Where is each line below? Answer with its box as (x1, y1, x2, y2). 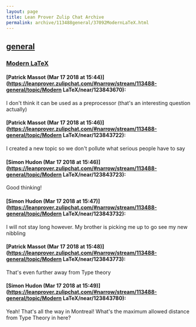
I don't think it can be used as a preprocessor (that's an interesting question (6, 99, 191, 106)
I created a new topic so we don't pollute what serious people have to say (6, 145, 185, 152)
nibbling (6, 230, 26, 237)
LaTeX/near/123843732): (63, 210, 126, 217)
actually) (6, 106, 28, 113)
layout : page (6, 8, 38, 15)
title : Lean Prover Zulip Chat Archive (6, 14, 104, 20)
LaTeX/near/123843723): (63, 171, 126, 178)
